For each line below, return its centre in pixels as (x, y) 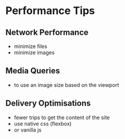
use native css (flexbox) (43, 123)
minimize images (34, 53)
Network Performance (47, 32)
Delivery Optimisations (48, 103)
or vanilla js (28, 130)
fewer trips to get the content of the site (62, 117)
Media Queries (33, 71)
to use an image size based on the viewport (66, 85)
